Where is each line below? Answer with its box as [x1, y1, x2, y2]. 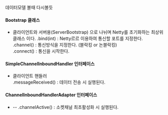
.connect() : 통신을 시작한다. [12, 48, 70, 54]
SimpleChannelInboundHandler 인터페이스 [5, 60, 95, 67]
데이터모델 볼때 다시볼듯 [5, 5, 53, 10]
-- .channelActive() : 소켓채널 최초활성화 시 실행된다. [12, 104, 119, 110]
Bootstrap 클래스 [5, 17, 40, 23]
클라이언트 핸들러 [12, 73, 47, 79]
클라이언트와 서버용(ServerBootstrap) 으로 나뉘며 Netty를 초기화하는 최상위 [12, 29, 163, 35]
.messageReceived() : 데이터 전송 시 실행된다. [12, 79, 106, 85]
